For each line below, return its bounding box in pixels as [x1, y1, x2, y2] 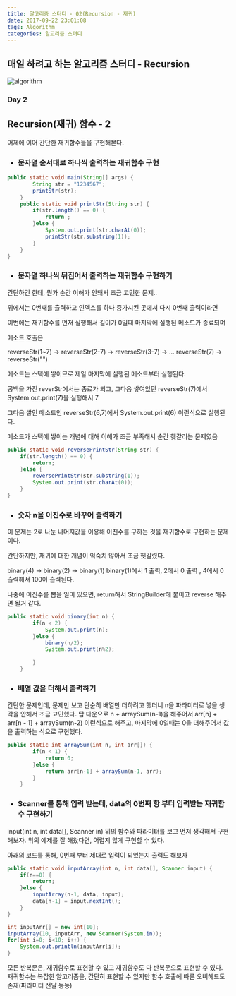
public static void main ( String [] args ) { [7, 174, 134, 181]
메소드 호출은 [7, 333, 44, 342]
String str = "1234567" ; [32, 181, 106, 188]
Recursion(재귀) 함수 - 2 [7, 118, 111, 131]
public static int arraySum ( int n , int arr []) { [7, 742, 153, 749]
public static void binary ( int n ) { [7, 613, 115, 620]
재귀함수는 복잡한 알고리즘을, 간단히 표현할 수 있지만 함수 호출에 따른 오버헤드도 [7, 972, 225, 981]
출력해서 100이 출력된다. [7, 575, 75, 584]
